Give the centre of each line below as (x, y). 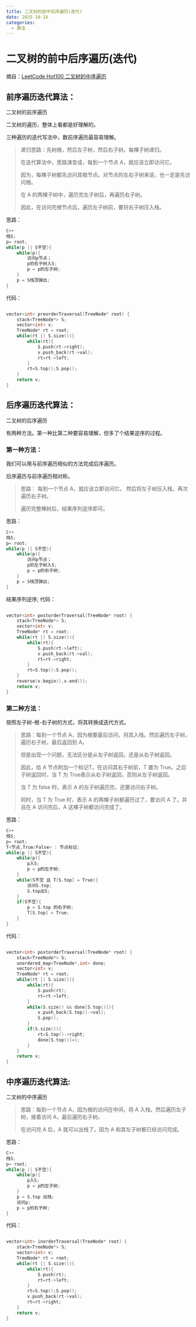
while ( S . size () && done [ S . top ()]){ (71, 1007)
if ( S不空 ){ (29, 902)
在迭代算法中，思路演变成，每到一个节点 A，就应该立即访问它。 (97, 162)
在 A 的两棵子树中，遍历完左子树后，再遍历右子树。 (83, 195)
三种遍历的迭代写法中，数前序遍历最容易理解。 (62, 137)
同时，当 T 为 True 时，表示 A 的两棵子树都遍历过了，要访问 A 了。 (101, 800)
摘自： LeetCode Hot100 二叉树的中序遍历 (56, 77)
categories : (21, 22)
